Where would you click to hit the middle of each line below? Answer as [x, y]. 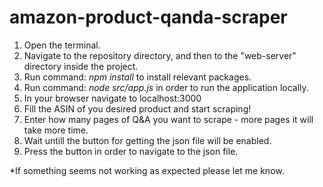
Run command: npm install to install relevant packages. [137, 77]
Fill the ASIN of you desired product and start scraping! [137, 108]
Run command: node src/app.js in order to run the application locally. [166, 87]
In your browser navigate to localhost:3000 [112, 98]
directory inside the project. [81, 66]
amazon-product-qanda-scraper [148, 17]
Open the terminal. [62, 45]
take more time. [56, 130]
